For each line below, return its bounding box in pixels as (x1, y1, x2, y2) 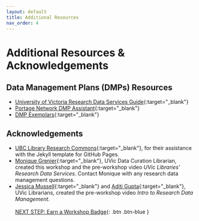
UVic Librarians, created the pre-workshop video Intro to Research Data (14, 189, 194, 196)
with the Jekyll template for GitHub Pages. (14, 151, 120, 158)
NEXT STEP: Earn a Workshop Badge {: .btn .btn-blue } (14, 208, 149, 216)
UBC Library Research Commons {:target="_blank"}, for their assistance (14, 145, 192, 152)
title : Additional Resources (6, 14, 79, 20)
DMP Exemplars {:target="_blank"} (14, 111, 99, 118)
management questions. (14, 177, 75, 184)
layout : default (6, 8, 47, 15)
